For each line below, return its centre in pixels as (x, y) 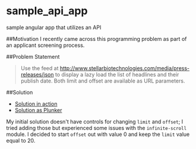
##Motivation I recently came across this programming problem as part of (97, 39)
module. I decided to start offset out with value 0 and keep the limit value (98, 134)
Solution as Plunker (38, 110)
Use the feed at (39, 68)
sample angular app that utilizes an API (54, 27)
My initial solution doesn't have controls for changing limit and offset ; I (95, 121)
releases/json (37, 74)
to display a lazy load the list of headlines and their (117, 74)
